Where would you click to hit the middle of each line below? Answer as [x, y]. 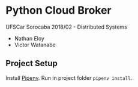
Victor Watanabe [35, 45]
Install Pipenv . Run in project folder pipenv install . [69, 77]
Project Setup [32, 63]
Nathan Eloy [29, 38]
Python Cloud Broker [58, 10]
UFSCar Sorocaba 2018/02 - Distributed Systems [66, 27]
